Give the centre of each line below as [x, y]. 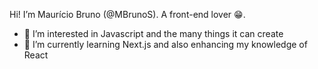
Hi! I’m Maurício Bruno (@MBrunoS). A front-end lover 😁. [127, 14]
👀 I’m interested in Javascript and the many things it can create [153, 33]
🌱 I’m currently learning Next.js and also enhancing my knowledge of [165, 44]
